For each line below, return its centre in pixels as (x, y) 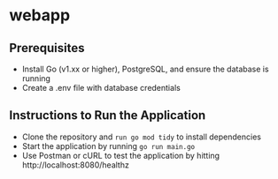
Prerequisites (47, 48)
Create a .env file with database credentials (101, 88)
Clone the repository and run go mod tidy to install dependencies (141, 137)
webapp (40, 15)
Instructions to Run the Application (108, 116)
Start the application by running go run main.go (108, 145)
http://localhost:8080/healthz (76, 165)
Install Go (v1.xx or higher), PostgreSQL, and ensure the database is (145, 69)
